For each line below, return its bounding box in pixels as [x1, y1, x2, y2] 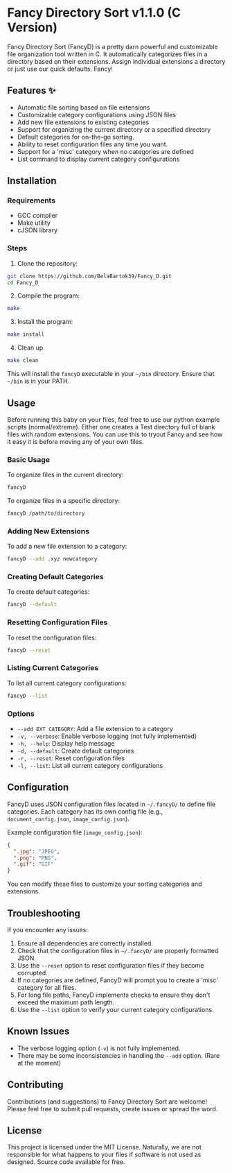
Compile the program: [17, 291, 80, 300]
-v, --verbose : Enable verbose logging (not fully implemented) [17, 732, 197, 740]
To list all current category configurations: [7, 678, 127, 687]
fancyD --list [7, 692, 48, 699]
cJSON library [17, 226, 57, 234]
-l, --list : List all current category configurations [17, 761, 163, 769]
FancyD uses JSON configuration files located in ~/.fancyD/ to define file [7, 800, 216, 808]
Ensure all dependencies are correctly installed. [17, 939, 154, 948]
